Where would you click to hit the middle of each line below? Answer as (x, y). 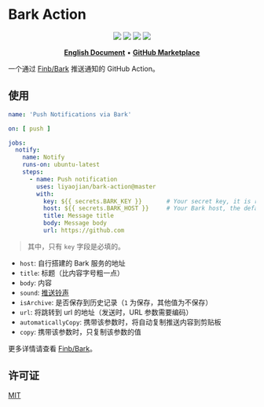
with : (46, 194)
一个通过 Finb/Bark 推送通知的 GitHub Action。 (84, 68)
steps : (33, 172)
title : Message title (78, 216)
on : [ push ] (29, 128)
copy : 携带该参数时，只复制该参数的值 (80, 332)
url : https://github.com (84, 230)
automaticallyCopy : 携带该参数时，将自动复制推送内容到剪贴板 (120, 322)
